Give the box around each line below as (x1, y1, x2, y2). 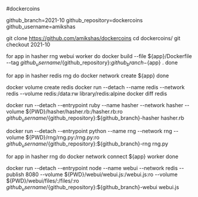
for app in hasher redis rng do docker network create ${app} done (6, 72, 169, 79)
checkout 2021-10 (6, 41, 51, 48)
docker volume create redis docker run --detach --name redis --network (6, 83, 185, 90)
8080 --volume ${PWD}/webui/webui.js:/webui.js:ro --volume (25, 171, 178, 178)
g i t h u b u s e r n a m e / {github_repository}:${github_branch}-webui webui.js (6, 184, 180, 192)
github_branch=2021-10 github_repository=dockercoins (6, 17, 143, 23)
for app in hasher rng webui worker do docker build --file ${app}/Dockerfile (6, 53, 192, 59)
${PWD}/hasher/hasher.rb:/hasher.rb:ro (26, 108, 123, 115)
